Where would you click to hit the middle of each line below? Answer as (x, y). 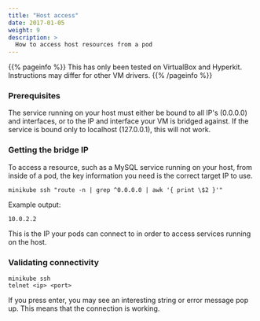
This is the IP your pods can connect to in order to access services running (130, 234)
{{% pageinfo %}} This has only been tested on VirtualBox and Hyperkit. (125, 67)
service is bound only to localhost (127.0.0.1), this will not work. (110, 130)
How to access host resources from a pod (84, 45)
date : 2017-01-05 (37, 23)
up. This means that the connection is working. (84, 308)
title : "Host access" (44, 15)
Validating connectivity (54, 262)
